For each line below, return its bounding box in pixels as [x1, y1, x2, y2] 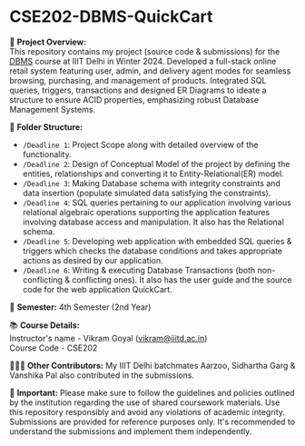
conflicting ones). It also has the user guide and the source [72, 274, 292, 285]
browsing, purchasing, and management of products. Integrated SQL [9, 74, 267, 85]
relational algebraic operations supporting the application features [22, 206, 271, 217]
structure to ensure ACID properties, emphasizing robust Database [9, 94, 260, 105]
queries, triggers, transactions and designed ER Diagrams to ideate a [9, 84, 267, 95]
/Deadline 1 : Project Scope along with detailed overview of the [22, 139, 259, 150]
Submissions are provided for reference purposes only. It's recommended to [9, 416, 296, 427]
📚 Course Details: [9, 320, 80, 331]
